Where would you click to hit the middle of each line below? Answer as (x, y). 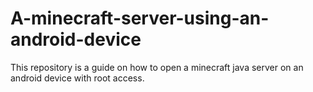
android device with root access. (77, 78)
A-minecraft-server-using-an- (140, 18)
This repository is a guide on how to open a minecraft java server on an (157, 67)
